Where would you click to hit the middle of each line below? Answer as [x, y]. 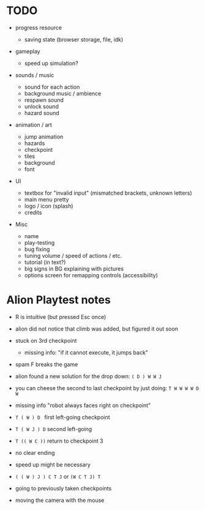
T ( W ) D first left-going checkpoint [62, 417]
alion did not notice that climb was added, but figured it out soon [97, 329]
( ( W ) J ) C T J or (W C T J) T [58, 476]
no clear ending [35, 452]
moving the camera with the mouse [60, 500]
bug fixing [37, 249]
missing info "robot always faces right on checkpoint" [83, 405]
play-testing [39, 242]
